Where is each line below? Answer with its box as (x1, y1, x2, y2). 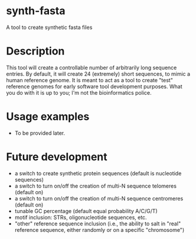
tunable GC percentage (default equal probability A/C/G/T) (14, 207, 158, 214)
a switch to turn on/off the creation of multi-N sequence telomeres (14, 182, 177, 189)
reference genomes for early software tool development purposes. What (6, 83, 182, 90)
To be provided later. (14, 129, 66, 137)
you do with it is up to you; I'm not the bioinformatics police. (6, 89, 152, 96)
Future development (6, 150, 107, 163)
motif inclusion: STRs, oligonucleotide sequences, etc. (14, 214, 147, 221)
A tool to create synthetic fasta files (6, 24, 93, 31)
